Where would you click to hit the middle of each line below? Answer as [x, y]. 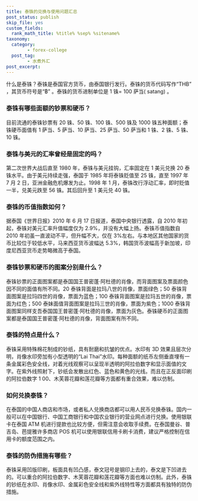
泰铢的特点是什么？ [33, 335]
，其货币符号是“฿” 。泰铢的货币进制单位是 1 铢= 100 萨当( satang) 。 [89, 92]
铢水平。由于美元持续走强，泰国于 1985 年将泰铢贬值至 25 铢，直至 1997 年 [97, 175]
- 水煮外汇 [39, 61]
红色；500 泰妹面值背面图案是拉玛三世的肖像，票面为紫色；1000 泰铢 [101, 303]
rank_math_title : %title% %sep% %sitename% [65, 34]
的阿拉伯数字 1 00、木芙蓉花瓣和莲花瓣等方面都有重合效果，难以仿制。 [92, 379]
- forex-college [47, 50]
